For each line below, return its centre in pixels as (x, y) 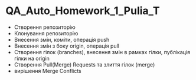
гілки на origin (32, 58)
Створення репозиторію (45, 27)
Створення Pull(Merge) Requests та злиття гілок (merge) (84, 64)
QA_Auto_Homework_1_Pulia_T (83, 11)
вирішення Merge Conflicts (48, 71)
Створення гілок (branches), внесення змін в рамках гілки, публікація (102, 52)
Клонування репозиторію (46, 33)
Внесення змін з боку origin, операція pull (66, 46)
